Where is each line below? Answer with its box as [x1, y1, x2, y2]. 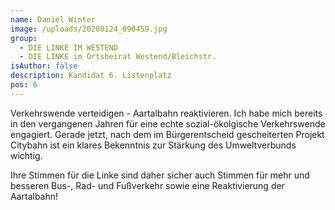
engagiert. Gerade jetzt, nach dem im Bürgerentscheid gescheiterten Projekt [10, 128, 325, 140]
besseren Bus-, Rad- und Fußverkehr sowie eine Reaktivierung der [10, 179, 285, 191]
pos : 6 [10, 80, 38, 90]
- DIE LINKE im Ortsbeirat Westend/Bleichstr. [19, 52, 217, 62]
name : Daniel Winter [10, 14, 97, 25]
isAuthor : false [10, 61, 78, 71]
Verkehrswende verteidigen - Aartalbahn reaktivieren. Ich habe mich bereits [10, 107, 323, 119]
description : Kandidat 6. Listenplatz [10, 71, 172, 81]
